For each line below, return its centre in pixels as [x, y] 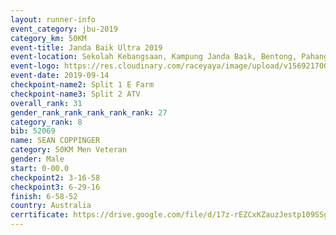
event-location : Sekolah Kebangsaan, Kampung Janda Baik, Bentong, [154, 57]
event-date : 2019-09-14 [60, 76]
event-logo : [35, 66]
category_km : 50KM [48, 38]
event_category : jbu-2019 [64, 29]
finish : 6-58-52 [44, 196]
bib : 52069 [33, 131]
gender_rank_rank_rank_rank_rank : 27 [89, 112]
